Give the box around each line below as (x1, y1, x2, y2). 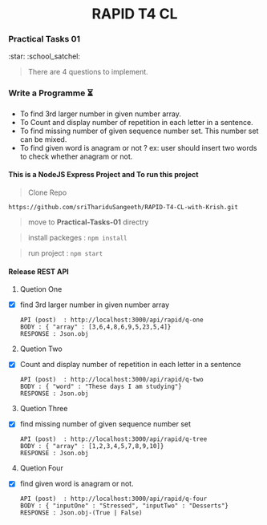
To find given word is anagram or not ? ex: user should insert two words (19, 143, 257, 152)
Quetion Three (19, 404, 68, 414)
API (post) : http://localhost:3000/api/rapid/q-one (19, 316, 204, 325)
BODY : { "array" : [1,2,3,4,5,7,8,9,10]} (19, 442, 164, 450)
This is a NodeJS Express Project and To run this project (8, 170, 199, 180)
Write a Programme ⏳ (8, 87, 94, 99)
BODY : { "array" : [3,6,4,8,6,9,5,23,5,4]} (19, 323, 172, 331)
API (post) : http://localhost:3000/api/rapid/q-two (19, 376, 204, 384)
